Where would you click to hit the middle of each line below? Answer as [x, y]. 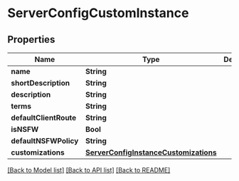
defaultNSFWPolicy [45, 141]
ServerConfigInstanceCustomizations [151, 152]
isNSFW [25, 129]
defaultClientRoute [44, 118]
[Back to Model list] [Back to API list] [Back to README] [89, 170]
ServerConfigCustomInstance [98, 13]
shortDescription [40, 83]
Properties [31, 40]
